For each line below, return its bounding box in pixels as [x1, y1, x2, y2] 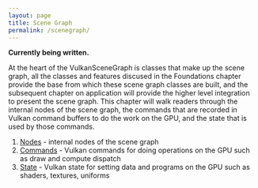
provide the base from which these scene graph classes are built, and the [8, 80, 249, 89]
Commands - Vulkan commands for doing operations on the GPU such [19, 145, 251, 155]
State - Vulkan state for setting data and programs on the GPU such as [19, 163, 251, 172]
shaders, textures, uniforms [19, 171, 110, 180]
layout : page [8, 11, 51, 20]
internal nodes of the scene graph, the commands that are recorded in [8, 105, 237, 115]
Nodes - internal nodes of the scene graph [19, 137, 160, 147]
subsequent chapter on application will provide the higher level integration [8, 88, 251, 98]
